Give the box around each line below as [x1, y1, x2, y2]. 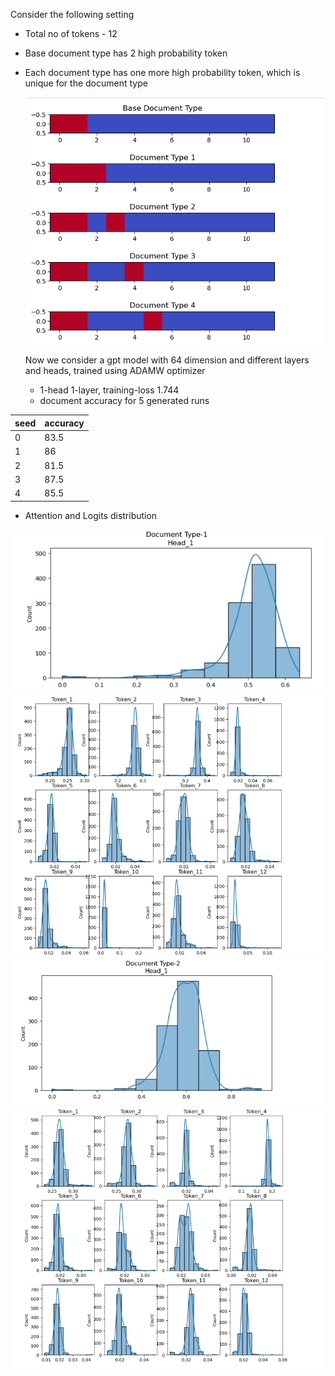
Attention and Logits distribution [24, 509, 158, 521]
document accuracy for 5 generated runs [39, 395, 210, 407]
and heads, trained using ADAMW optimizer [24, 365, 206, 377]
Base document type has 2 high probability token [24, 47, 228, 59]
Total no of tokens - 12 [24, 28, 118, 39]
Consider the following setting [10, 9, 135, 20]
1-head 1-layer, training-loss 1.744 [39, 384, 180, 396]
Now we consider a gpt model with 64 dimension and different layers [24, 354, 310, 366]
